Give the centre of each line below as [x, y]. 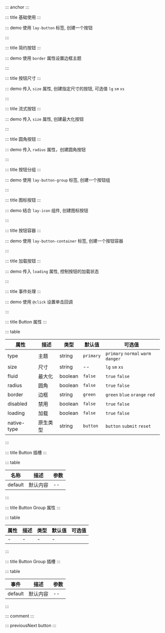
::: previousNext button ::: [31, 625]
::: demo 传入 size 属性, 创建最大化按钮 [44, 119]
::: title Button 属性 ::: [26, 322]
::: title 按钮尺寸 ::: [23, 78]
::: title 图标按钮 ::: [23, 200]
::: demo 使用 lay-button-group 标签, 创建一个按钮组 [58, 180]
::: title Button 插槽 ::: [26, 453]
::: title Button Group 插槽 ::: [33, 561]
